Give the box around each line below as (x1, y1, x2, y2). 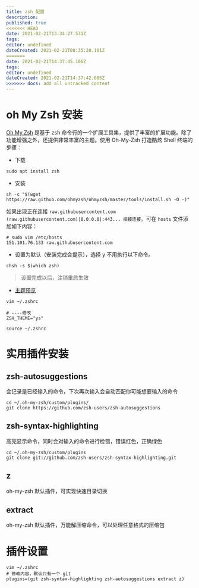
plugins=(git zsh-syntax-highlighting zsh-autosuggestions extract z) (6, 576, 185, 582)
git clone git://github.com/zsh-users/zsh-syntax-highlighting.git (6, 455, 177, 461)
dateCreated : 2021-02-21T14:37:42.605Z (6, 75, 105, 81)
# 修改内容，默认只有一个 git (6, 571, 71, 577)
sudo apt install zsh (6, 168, 60, 174)
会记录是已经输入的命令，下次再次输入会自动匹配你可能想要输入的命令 (6, 387, 178, 395)
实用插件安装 (6, 348, 70, 361)
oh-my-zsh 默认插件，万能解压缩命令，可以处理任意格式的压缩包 (6, 521, 165, 528)
